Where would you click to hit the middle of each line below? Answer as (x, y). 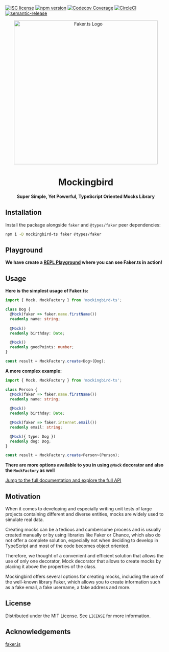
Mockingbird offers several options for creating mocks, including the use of (84, 577)
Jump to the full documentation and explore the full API (63, 480)
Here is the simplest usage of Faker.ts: (47, 291)
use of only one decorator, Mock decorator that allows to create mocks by (83, 561)
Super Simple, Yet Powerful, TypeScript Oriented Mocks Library (86, 196)
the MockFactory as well (30, 470)
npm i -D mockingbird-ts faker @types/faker (53, 234)
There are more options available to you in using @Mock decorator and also (84, 465)
